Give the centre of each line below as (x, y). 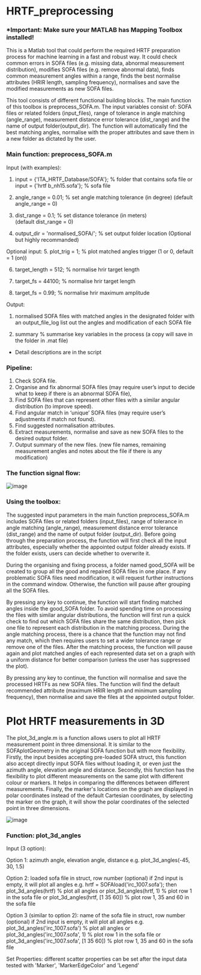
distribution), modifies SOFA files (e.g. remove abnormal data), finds (90, 70)
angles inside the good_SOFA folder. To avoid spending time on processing (99, 608)
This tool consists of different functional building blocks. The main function (99, 100)
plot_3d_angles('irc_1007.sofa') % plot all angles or (68, 928)
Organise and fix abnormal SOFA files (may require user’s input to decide (105, 387)
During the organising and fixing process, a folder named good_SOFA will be (100, 565)
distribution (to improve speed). (54, 407)
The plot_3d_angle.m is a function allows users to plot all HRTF (83, 737)
